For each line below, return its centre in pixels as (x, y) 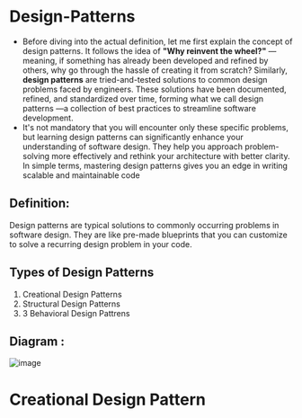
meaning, (40, 60)
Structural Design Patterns (71, 304)
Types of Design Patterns (82, 273)
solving (36, 156)
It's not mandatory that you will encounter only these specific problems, (155, 127)
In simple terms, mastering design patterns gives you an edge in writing (155, 165)
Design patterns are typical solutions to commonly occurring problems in (144, 225)
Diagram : (37, 341)
